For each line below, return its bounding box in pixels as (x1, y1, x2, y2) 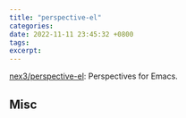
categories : (9, 21, 54, 30)
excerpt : (9, 46, 42, 55)
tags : (9, 38, 30, 47)
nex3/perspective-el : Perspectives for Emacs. (9, 71, 179, 81)
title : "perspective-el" (9, 13, 102, 22)
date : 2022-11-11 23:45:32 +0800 (9, 29, 134, 38)
